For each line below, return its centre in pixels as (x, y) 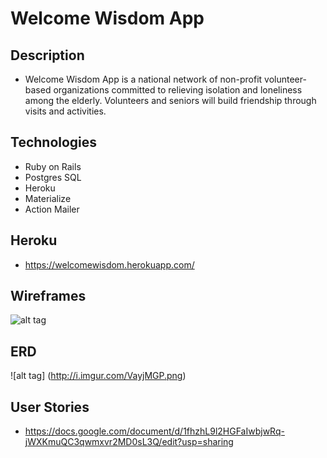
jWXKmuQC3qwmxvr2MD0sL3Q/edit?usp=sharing (129, 442)
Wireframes (48, 296)
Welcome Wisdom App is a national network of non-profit (143, 79)
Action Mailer (52, 209)
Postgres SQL (53, 177)
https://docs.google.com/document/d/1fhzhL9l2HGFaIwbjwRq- (154, 431)
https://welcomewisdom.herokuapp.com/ (109, 264)
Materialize (48, 198)
